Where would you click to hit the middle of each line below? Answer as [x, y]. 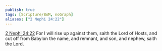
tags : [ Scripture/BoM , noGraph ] [39, 14]
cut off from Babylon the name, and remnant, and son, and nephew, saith [81, 38]
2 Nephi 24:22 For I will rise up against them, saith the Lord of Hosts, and [81, 33]
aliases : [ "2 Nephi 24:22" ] [35, 19]
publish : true [20, 10]
